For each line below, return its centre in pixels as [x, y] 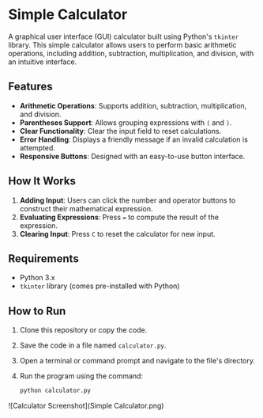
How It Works [42, 181]
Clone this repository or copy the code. [83, 330]
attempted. [37, 147]
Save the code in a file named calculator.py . [93, 345]
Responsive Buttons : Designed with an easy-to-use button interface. [132, 156]
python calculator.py [55, 391]
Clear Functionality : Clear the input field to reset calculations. [120, 131]
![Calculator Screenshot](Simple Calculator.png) [86, 406]
